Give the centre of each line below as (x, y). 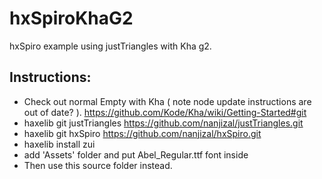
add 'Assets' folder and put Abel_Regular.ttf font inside (136, 154)
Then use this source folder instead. (98, 165)
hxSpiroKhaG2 (71, 18)
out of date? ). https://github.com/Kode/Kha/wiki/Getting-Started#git (165, 112)
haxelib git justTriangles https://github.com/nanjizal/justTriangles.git (163, 123)
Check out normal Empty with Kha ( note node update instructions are (167, 101)
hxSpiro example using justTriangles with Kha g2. (110, 46)
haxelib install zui (59, 144)
